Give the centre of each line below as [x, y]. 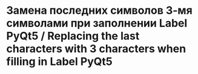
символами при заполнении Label [97, 23]
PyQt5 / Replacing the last [73, 36]
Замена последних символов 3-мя [99, 11]
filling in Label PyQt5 [60, 62]
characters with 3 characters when [96, 49]
